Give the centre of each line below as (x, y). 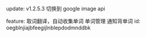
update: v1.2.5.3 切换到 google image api (56, 9)
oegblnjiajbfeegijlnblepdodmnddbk (48, 28)
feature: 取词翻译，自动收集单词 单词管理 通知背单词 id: (73, 21)
